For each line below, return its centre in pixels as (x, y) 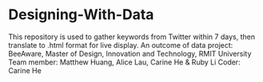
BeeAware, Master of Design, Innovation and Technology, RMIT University (130, 53)
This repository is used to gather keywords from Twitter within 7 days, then (132, 37)
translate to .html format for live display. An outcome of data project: (121, 45)
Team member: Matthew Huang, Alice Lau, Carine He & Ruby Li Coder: (125, 62)
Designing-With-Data (81, 15)
